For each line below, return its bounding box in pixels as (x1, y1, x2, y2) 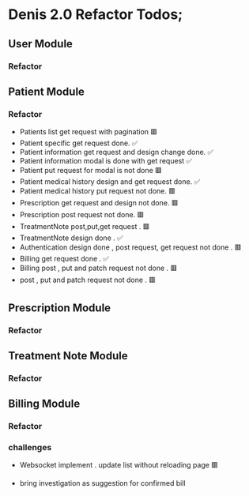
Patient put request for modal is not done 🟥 (19, 166, 163, 175)
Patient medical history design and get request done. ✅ (19, 177, 200, 186)
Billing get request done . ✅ (19, 254, 109, 264)
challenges (8, 442, 52, 453)
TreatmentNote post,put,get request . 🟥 (19, 222, 150, 231)
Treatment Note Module (8, 349, 128, 363)
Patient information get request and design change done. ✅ (19, 148, 214, 157)
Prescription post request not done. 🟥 (19, 210, 145, 220)
